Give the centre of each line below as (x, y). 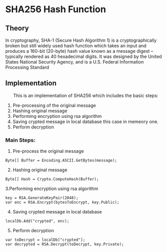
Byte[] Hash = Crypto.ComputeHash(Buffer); (52, 179)
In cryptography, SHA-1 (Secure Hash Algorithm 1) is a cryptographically (81, 40)
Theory (17, 28)
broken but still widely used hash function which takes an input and (76, 46)
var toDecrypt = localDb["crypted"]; (45, 240)
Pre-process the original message (48, 151)
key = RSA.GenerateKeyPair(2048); (42, 198)
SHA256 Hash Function (56, 9)
